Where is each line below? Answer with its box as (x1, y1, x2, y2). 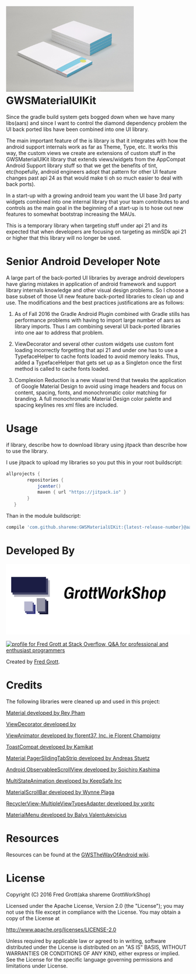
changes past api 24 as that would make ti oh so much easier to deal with (6, 174, 183, 181)
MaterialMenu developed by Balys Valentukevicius (6, 811, 127, 818)
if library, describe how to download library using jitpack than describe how (6, 441, 188, 448)
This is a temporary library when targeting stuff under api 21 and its (6, 222, 168, 229)
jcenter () (37, 483, 61, 489)
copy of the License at (6, 914, 60, 921)
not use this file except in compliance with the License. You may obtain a (6, 908, 181, 916)
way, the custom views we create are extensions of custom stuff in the (6, 149, 176, 156)
